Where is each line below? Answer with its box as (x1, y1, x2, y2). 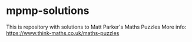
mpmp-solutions (6, 4, 90, 17)
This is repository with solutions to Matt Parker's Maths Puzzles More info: (6, 23, 187, 30)
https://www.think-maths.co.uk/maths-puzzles (6, 29, 120, 36)
